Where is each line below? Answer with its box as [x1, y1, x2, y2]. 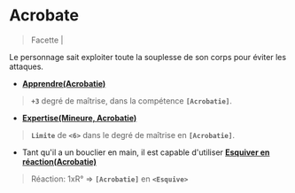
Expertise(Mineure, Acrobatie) [21, 112, 137, 123]
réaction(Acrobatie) [21, 156, 97, 166]
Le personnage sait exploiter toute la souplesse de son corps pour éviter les [9, 51, 286, 62]
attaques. [9, 61, 44, 72]
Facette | [30, 35, 64, 45]
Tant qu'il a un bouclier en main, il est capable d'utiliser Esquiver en [21, 147, 270, 158]
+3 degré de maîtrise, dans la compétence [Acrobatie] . [30, 95, 232, 106]
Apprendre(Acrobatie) [21, 78, 106, 89]
